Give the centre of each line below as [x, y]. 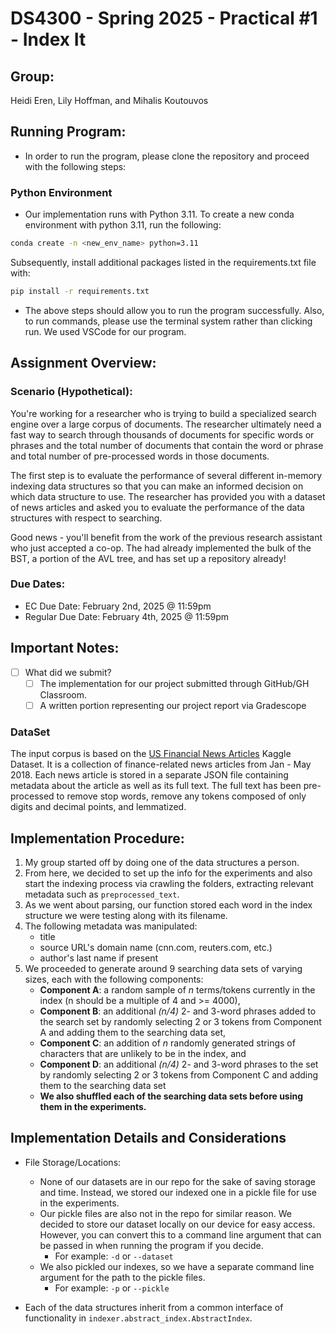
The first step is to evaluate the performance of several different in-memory [166, 475]
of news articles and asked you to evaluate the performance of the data [157, 507]
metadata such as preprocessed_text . [102, 894]
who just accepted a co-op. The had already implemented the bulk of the [161, 548]
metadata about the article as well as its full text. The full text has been [156, 786]
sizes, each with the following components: [114, 979]
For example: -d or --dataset [114, 1256]
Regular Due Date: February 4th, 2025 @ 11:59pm [126, 616]
